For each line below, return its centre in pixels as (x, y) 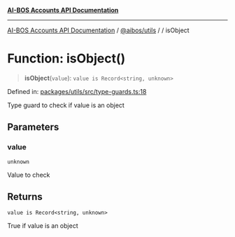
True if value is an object (43, 226)
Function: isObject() (66, 59)
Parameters (33, 127)
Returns (25, 197)
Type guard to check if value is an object (66, 105)
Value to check (29, 175)
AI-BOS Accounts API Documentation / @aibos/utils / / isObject (99, 30)
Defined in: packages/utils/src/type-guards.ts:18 (77, 91)
